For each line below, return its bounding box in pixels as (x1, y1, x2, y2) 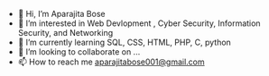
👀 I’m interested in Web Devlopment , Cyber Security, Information (17, 18, 261, 29)
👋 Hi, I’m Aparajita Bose (17, 9, 106, 19)
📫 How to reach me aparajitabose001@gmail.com (17, 56, 205, 67)
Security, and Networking (17, 28, 114, 38)
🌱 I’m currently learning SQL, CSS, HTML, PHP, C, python (17, 37, 232, 47)
